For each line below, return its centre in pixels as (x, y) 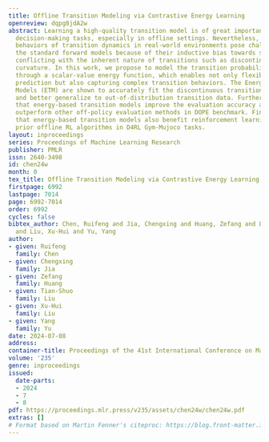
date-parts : (36, 380)
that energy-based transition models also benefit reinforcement (127, 120)
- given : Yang (32, 321)
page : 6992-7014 (35, 202)
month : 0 (23, 172)
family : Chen (37, 254)
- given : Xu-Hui (35, 306)
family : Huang (39, 284)
